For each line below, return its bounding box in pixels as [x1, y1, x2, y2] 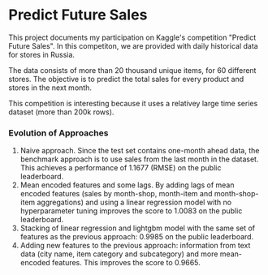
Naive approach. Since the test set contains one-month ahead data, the [19, 146, 260, 156]
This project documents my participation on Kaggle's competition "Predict [8, 32, 257, 42]
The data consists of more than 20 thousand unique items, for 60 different [8, 65, 257, 75]
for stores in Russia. [8, 49, 76, 59]
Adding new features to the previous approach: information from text [19, 241, 251, 251]
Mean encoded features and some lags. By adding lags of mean [19, 180, 235, 190]
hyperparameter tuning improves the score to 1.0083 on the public [19, 206, 243, 216]
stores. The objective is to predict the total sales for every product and [8, 74, 244, 84]
